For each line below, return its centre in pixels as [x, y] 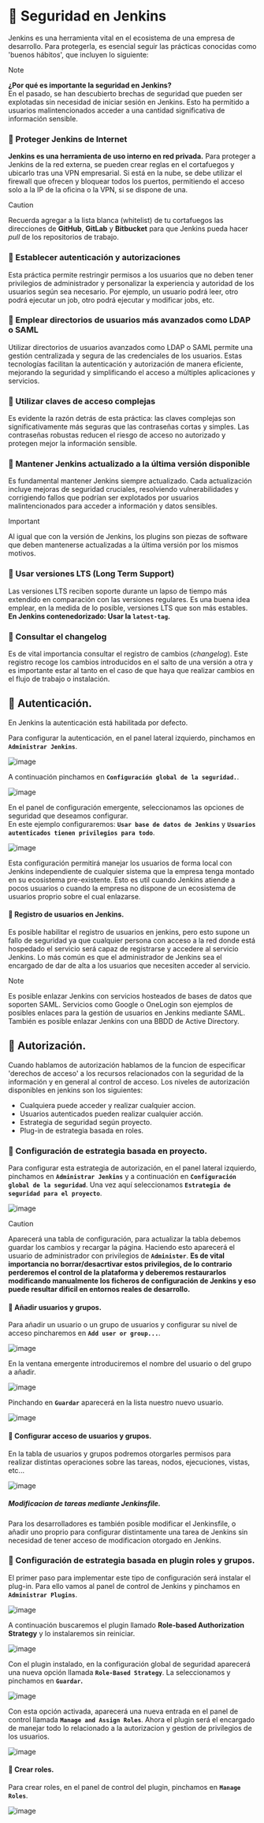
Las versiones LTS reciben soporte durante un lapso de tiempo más [118, 591]
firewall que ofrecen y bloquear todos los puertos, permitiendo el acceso [126, 181]
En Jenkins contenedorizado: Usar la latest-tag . [89, 616]
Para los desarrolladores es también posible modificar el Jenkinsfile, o [122, 1524]
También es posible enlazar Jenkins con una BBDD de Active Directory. [124, 1021]
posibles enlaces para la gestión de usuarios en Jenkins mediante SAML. [127, 1013]
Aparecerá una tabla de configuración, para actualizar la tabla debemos [125, 1239]
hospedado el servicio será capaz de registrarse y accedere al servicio [123, 949]
